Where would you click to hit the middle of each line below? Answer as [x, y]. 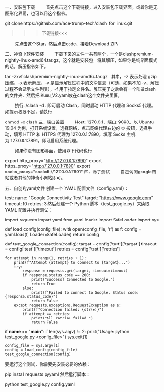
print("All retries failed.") [62, 318]
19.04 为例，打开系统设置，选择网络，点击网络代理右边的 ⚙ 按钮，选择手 [79, 128]
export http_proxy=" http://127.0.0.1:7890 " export [54, 160]
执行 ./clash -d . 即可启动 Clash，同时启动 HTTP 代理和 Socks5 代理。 [85, 105]
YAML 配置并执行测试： [29, 210]
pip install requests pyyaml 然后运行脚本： [48, 374]
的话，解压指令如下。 [26, 66]
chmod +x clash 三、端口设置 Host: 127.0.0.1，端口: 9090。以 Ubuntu [80, 122]
